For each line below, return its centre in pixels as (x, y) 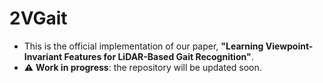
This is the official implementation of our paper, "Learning (143, 46)
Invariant (43, 56)
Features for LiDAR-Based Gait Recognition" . (158, 56)
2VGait (38, 18)
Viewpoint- (289, 46)
